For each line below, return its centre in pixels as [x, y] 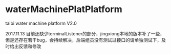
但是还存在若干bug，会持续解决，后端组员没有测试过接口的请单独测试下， [83, 40]
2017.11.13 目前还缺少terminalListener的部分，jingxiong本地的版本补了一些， [85, 33]
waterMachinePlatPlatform [64, 9]
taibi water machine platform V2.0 [41, 23]
